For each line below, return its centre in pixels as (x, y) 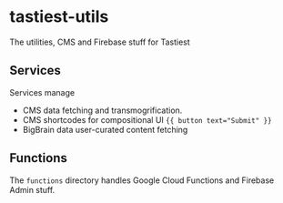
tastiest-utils (59, 17)
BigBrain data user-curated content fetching (105, 129)
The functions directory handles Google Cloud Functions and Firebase (142, 180)
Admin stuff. (32, 189)
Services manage (42, 92)
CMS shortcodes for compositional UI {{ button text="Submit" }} (147, 119)
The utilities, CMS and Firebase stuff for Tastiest (100, 42)
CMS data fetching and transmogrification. (102, 110)
